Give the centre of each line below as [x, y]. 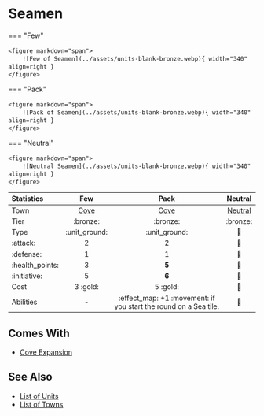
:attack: [24, 243]
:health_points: [35, 265]
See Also [30, 377]
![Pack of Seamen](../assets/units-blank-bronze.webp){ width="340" [137, 112]
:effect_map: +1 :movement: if [167, 298]
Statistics [27, 199]
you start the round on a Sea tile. [167, 306]
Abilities [24, 302]
